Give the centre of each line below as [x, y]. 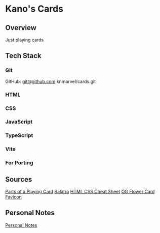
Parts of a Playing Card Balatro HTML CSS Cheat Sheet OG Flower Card [80, 192]
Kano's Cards [34, 9]
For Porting [19, 163]
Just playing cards [25, 40]
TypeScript [19, 135]
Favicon [13, 197]
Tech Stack [23, 56]
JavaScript [19, 122]
